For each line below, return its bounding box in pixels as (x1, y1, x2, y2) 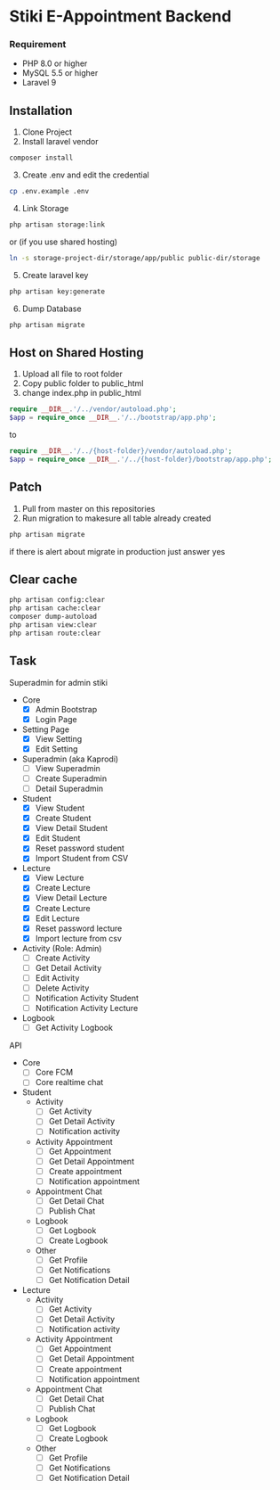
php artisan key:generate (9, 287, 105, 296)
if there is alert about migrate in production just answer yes (9, 546, 226, 556)
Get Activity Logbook (35, 1023, 114, 1033)
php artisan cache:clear (9, 604, 101, 613)
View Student (35, 803, 85, 813)
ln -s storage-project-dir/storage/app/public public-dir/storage (9, 253, 260, 262)
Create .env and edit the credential (21, 169, 149, 180)
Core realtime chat (35, 1077, 104, 1088)
